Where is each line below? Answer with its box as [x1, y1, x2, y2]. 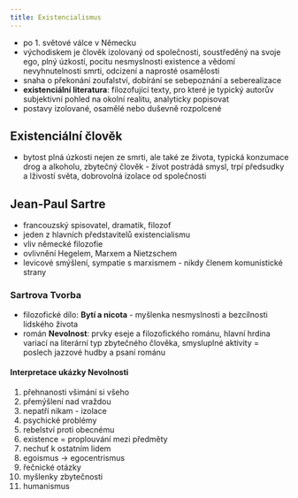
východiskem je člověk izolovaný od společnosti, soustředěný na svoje [22, 46, 281, 57]
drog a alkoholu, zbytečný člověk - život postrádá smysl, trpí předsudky [22, 161, 285, 172]
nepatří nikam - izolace [22, 405, 107, 416]
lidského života [22, 318, 79, 329]
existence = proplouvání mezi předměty [22, 433, 168, 444]
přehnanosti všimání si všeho [22, 387, 130, 397]
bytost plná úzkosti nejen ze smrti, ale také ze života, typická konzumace [22, 152, 289, 163]
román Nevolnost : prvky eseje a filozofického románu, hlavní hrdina [22, 328, 271, 339]
